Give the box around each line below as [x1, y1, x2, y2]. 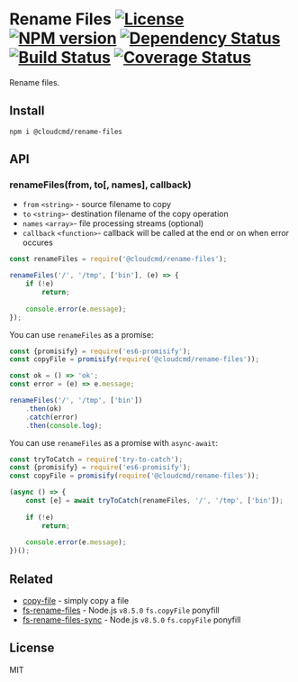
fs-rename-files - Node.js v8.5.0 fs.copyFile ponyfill [22, 605, 221, 615]
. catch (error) [25, 413, 78, 422]
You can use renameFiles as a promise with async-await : [9, 437, 219, 448]
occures [22, 237, 54, 248]
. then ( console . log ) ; [25, 421, 103, 430]
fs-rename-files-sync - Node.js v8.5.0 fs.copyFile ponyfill [22, 614, 241, 625]
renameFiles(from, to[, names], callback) [9, 178, 192, 191]
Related [9, 571, 54, 587]
